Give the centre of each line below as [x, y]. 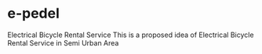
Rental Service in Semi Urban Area [63, 42]
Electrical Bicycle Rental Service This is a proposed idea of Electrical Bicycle [131, 35]
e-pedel [34, 13]
